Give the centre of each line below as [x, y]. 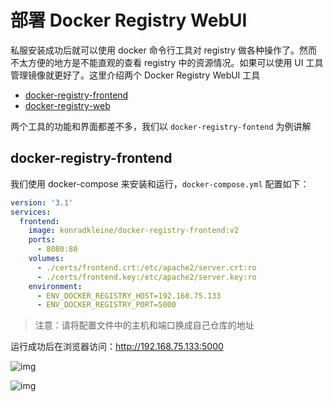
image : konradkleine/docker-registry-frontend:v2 [134, 231]
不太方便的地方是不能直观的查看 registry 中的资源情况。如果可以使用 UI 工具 [167, 62]
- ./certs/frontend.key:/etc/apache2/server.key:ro [146, 277]
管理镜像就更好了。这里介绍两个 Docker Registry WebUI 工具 [135, 75]
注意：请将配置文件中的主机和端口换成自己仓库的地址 [144, 325]
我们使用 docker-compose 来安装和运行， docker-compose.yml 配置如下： [160, 183]
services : [31, 212]
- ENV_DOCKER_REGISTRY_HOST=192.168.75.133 [129, 296]
